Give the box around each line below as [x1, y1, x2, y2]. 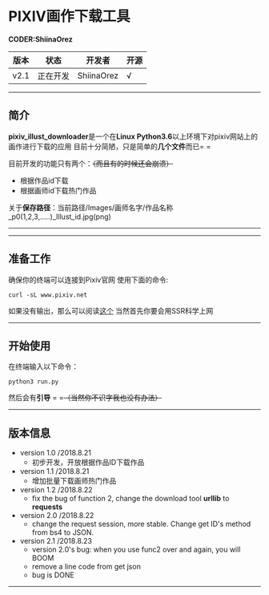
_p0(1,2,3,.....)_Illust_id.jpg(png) [8, 212, 112, 221]
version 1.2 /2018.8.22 [19, 485, 94, 495]
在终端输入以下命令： [8, 362, 78, 371]
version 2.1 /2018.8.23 [19, 536, 92, 546]
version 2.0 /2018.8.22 [19, 511, 94, 520]
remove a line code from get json [31, 562, 142, 572]
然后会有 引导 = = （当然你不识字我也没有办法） [8, 393, 163, 403]
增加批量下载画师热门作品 [31, 476, 117, 486]
